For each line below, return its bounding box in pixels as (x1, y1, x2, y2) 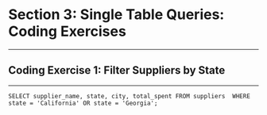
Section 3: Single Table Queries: (8, 6, 225, 24)
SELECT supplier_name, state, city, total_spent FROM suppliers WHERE (8, 92, 250, 100)
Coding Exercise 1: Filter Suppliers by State (8, 63, 226, 77)
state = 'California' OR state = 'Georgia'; (8, 99, 158, 107)
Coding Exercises (8, 22, 127, 40)
